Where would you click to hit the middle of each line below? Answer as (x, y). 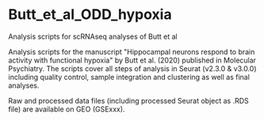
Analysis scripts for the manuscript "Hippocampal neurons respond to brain (132, 51)
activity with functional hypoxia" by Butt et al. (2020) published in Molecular (132, 60)
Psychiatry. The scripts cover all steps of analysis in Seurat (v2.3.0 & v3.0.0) (132, 68)
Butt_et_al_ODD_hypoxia (90, 15)
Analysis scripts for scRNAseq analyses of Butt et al (93, 36)
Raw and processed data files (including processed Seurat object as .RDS (129, 100)
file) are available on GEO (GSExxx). (67, 109)
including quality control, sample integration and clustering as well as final (129, 77)
